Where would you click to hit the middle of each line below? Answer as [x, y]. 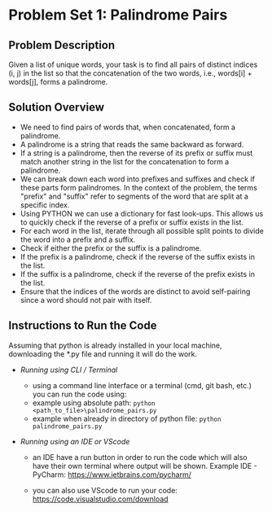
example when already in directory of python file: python [127, 418]
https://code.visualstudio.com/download [100, 499]
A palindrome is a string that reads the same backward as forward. [132, 144]
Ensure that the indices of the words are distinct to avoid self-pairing [135, 291]
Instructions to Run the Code [83, 326]
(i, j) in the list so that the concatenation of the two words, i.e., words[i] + [130, 73]
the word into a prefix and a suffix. [78, 239]
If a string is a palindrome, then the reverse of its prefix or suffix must [136, 153]
